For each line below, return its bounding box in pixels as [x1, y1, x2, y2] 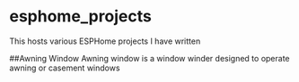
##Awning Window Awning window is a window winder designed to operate [9, 53, 290, 63]
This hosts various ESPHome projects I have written [9, 36, 201, 46]
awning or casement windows [9, 62, 120, 73]
